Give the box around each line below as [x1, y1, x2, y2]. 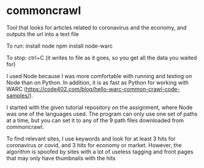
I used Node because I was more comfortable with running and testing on [6, 72, 192, 79]
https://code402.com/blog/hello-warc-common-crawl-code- [25, 85, 180, 92]
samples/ [6, 92, 30, 99]
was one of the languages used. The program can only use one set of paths [6, 110, 198, 117]
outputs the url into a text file [6, 30, 80, 37]
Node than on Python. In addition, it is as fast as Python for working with [6, 79, 189, 86]
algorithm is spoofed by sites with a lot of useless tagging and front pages [6, 148, 194, 155]
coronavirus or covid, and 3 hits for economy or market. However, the [6, 141, 182, 148]
